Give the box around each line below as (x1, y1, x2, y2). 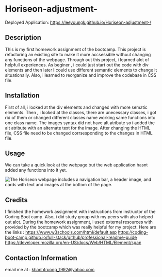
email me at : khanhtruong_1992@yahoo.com (5, 267, 95, 272)
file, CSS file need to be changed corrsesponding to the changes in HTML (5, 130, 153, 136)
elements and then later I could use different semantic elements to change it (5, 67, 157, 73)
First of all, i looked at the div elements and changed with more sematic (5, 104, 148, 110)
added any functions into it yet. (5, 167, 67, 173)
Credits (5, 196, 28, 204)
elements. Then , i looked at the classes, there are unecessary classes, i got (5, 109, 157, 115)
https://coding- (118, 229, 148, 235)
